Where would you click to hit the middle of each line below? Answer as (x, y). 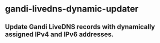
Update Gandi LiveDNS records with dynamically (80, 27)
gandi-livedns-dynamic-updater (72, 9)
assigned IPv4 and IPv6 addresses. (59, 34)
